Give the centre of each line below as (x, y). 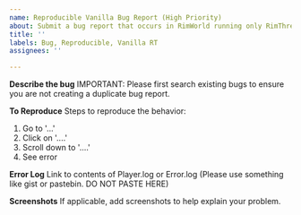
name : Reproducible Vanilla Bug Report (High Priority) (116, 17)
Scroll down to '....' (56, 148)
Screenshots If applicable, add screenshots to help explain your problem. (145, 202)
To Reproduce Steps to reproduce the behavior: (98, 111)
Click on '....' (45, 138)
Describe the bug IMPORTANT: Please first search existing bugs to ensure (147, 84)
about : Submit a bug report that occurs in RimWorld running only (136, 26)
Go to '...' (39, 129)
